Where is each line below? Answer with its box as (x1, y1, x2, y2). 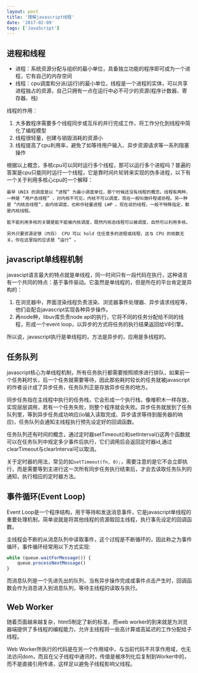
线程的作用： (6, 107, 38, 114)
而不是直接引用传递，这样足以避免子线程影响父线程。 (6, 660, 136, 667)
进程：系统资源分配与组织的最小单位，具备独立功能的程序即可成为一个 (15, 65, 186, 72)
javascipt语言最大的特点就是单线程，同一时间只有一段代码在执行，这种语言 (6, 271, 188, 278)
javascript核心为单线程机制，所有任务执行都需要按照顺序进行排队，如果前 (6, 369, 185, 376)
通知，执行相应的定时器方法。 (6, 473, 79, 480)
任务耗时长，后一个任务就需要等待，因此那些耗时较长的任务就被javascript (11, 376, 190, 383)
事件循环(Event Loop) (6, 491, 86, 502)
